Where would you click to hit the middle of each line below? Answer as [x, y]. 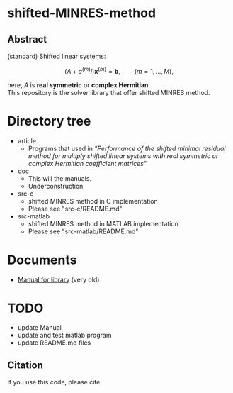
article [27, 140]
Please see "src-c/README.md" [75, 209]
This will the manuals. [60, 178]
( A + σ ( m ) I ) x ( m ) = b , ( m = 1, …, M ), [119, 71]
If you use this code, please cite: [55, 382]
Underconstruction [56, 186]
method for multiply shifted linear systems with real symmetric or [123, 156]
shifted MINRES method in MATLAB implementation [103, 223]
